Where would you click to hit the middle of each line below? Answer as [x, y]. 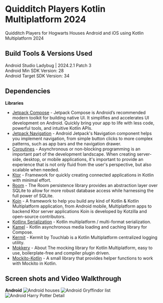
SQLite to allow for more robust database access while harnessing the [83, 190]
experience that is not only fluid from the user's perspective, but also [82, 164]
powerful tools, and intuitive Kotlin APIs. [52, 128]
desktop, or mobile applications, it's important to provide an [83, 159]
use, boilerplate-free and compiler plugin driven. [61, 253]
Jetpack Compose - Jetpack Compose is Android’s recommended [79, 112]
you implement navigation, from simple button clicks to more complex [82, 139]
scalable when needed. [36, 169]
